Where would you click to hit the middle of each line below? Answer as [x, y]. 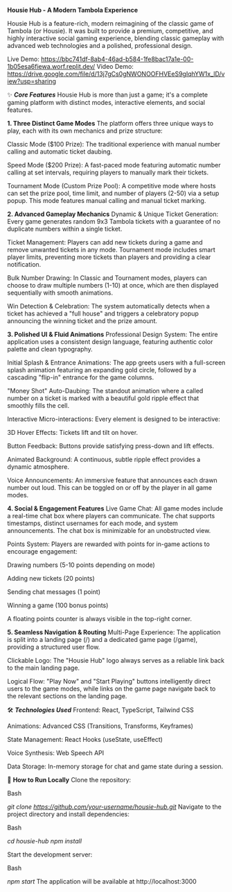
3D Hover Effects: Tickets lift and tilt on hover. [73, 432]
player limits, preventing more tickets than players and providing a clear [109, 257]
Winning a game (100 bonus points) [58, 605]
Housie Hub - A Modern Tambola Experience [73, 10]
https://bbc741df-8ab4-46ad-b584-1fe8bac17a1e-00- [117, 59]
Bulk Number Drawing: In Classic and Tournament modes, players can [107, 278]
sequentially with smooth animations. [60, 292]
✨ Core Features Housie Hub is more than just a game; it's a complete [108, 94]
